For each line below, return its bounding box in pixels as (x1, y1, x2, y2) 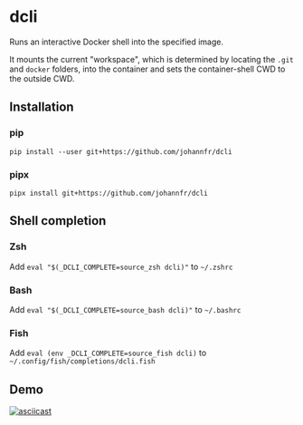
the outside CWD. (9, 72, 75, 83)
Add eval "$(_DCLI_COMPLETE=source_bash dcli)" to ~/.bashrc (9, 304, 241, 314)
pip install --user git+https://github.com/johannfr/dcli (9, 147, 232, 156)
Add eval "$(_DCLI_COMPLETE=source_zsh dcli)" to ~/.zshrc (9, 261, 233, 272)
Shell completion (9, 213, 107, 228)
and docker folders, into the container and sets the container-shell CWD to (9, 63, 286, 74)
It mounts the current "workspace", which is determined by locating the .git (9, 53, 294, 64)
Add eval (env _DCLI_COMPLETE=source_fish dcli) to (9, 347, 207, 359)
